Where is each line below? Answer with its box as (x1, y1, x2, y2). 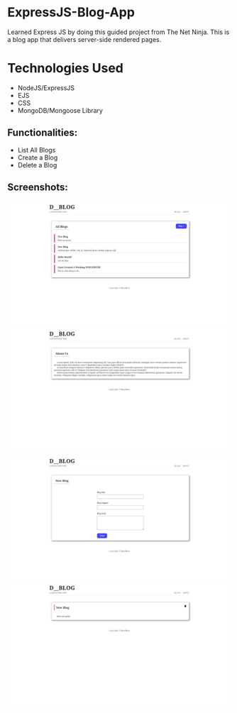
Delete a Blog (17, 160, 57, 169)
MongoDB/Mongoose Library (17, 106, 103, 114)
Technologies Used (7, 60, 124, 77)
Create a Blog (17, 153, 58, 162)
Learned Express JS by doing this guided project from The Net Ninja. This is (7, 28, 230, 36)
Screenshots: (7, 182, 69, 194)
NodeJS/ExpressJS (17, 83, 75, 92)
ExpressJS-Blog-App (7, 4, 135, 21)
